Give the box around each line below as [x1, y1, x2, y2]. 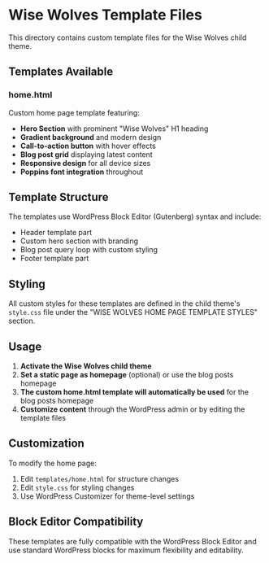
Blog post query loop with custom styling [20, 245, 158, 255]
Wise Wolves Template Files [8, 6, 203, 24]
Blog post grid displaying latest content [20, 149, 153, 159]
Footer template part [20, 254, 89, 264]
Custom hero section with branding [20, 236, 139, 246]
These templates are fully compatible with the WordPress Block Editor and [8, 536, 258, 546]
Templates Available [8, 65, 114, 79]
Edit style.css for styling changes [20, 482, 135, 492]
